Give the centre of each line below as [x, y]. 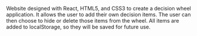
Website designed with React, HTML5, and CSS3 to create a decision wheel [99, 8]
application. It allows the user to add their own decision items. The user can [99, 15]
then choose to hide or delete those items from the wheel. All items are [93, 21]
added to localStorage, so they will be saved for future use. [78, 27]
